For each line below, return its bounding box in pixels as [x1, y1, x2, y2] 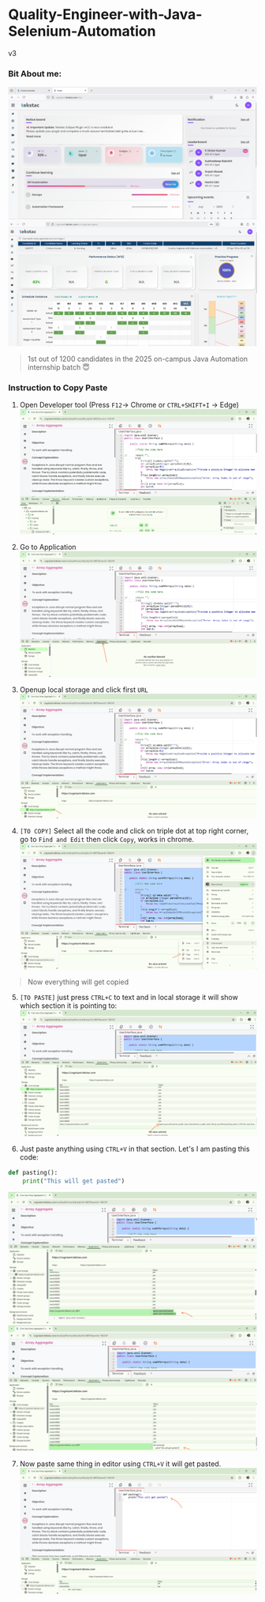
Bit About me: [8, 68, 62, 79]
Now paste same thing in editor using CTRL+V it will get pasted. [19, 1459, 222, 1468]
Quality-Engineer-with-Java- [8, 6, 203, 24]
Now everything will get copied [27, 977, 129, 987]
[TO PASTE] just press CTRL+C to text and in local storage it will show [19, 992, 238, 1002]
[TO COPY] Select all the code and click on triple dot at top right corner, [19, 826, 249, 836]
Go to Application [19, 543, 77, 552]
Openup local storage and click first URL [19, 685, 148, 694]
